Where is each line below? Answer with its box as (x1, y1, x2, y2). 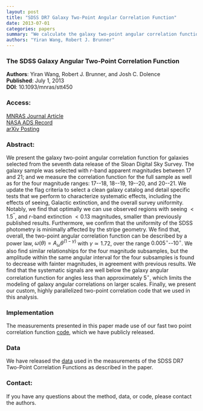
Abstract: (6, 140, 35, 149)
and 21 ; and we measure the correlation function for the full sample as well (6, 173, 192, 180)
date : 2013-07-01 (6, 20, 50, 26)
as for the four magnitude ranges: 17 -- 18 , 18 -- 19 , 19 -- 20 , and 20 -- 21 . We (6, 180, 187, 187)
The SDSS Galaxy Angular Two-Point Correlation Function (6, 57, 180, 65)
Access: (6, 99, 31, 107)
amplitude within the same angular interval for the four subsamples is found (6, 254, 195, 261)
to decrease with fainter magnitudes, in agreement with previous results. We (6, 261, 196, 267)
